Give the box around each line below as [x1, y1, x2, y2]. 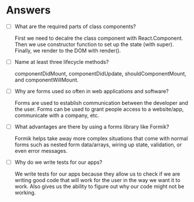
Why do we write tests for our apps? [14, 159, 103, 166]
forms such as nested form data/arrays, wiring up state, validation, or [14, 141, 182, 148]
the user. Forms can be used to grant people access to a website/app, [14, 106, 184, 113]
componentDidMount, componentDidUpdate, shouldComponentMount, [14, 70, 186, 77]
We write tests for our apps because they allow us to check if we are [14, 170, 181, 177]
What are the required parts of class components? [14, 23, 136, 30]
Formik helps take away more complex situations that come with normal [14, 135, 188, 142]
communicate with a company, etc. [14, 112, 100, 119]
